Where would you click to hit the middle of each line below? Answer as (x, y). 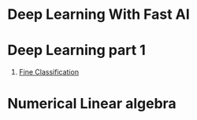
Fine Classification (49, 72)
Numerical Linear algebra (92, 104)
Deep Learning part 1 (77, 51)
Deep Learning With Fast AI (98, 15)
